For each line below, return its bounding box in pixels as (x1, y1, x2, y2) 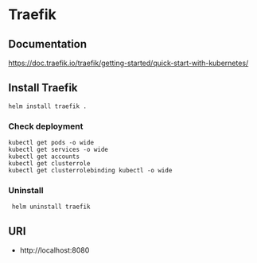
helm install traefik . (8, 102, 88, 110)
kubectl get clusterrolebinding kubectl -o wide (8, 167, 173, 175)
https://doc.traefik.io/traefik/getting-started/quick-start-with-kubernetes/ (8, 58, 249, 68)
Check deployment (8, 121, 84, 132)
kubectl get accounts (8, 153, 80, 161)
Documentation (8, 37, 88, 51)
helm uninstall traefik (11, 203, 91, 211)
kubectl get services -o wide (8, 145, 109, 154)
